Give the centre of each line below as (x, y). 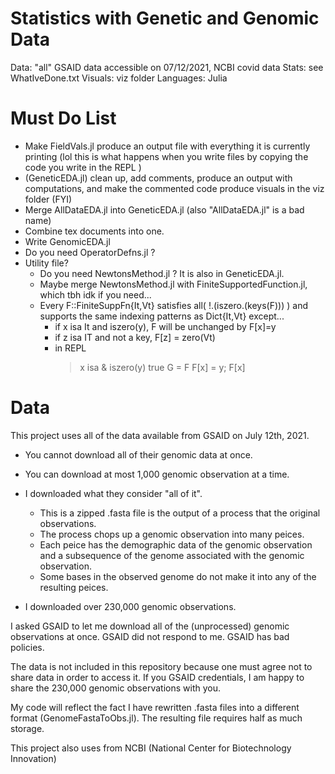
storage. (27, 728)
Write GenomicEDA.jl (67, 241)
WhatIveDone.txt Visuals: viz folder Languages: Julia (119, 78)
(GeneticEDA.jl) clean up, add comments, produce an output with (158, 178)
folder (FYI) (48, 199)
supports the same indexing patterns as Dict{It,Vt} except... (162, 316)
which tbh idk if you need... (95, 294)
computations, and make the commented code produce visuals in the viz (174, 188)
